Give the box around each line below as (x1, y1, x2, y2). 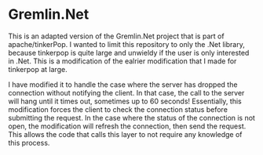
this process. (8, 138, 50, 147)
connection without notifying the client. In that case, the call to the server (8, 88, 245, 97)
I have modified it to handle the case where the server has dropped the (8, 80, 238, 89)
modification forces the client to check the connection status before (8, 104, 228, 114)
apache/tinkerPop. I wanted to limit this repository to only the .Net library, (8, 39, 245, 49)
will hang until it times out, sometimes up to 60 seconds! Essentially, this (8, 96, 242, 106)
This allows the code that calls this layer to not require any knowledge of (8, 129, 243, 139)
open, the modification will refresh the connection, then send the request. (8, 121, 247, 131)
